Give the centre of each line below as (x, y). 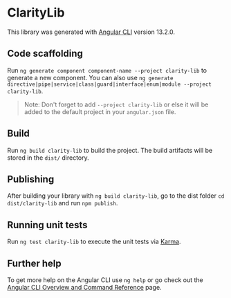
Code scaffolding (45, 54)
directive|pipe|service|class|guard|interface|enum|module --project (110, 84)
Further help (35, 263)
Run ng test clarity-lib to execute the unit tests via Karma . (94, 242)
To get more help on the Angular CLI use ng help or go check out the (105, 280)
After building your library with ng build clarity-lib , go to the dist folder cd (116, 196)
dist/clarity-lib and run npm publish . (63, 203)
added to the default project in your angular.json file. (100, 111)
